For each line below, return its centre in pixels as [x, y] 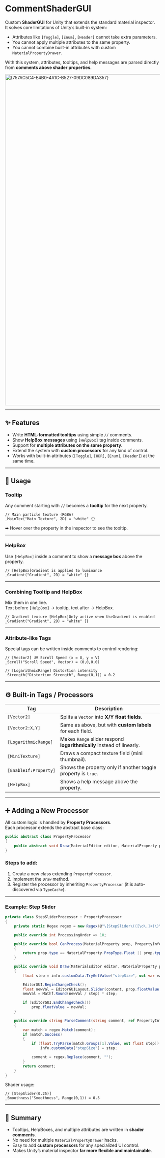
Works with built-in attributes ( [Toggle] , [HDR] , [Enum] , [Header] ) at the [83, 456]
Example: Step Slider [30, 907]
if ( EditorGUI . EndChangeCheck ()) [57, 1003]
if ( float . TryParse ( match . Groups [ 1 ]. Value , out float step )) [95, 1044]
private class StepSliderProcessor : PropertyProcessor [63, 917]
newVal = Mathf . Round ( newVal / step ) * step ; [70, 994]
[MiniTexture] [24, 756]
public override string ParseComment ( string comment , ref [74, 1021]
